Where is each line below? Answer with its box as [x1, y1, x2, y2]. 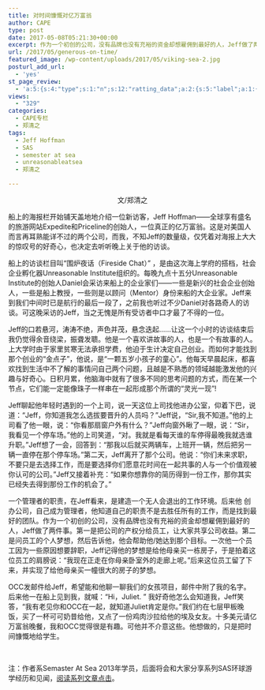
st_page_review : [8, 77, 62, 85]
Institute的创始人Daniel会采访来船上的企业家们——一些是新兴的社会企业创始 [8, 278, 256, 287]
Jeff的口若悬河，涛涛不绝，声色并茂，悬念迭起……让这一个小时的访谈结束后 [8, 324, 255, 334]
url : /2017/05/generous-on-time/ [8, 48, 118, 56]
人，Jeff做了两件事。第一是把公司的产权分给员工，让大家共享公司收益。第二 [8, 526, 256, 535]
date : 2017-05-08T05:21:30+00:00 [8, 33, 118, 42]
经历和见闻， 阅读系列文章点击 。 [14, 673, 119, 683]
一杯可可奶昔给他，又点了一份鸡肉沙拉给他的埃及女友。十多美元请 [35, 612, 250, 621]
